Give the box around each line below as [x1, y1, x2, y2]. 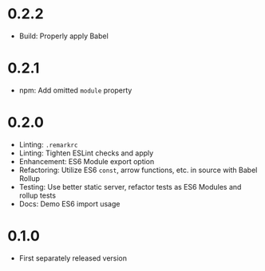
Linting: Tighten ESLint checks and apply [18, 148, 154, 158]
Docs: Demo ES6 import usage [18, 198, 121, 208]
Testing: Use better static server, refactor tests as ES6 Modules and [18, 182, 242, 191]
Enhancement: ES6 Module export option [18, 156, 155, 166]
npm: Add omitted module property [18, 85, 132, 95]
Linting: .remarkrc [18, 139, 78, 149]
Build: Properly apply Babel [18, 31, 109, 41]
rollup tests [18, 190, 57, 200]
